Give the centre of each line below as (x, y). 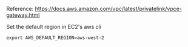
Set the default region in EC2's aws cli (54, 27)
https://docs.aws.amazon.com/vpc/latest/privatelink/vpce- (108, 9)
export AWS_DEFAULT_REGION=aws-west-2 (55, 38)
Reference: (20, 9)
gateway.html (23, 15)
